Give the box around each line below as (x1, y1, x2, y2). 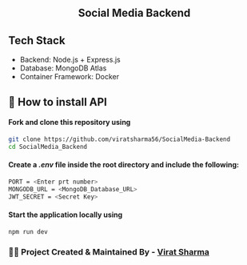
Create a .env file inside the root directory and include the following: (8, 160, 240, 170)
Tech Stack (8, 34, 66, 47)
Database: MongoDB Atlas (19, 63, 107, 73)
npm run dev (8, 227, 48, 235)
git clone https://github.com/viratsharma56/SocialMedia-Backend (8, 135, 230, 143)
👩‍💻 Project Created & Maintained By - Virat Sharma (8, 247, 209, 258)
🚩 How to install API (8, 95, 108, 109)
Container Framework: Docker (19, 72, 120, 82)
